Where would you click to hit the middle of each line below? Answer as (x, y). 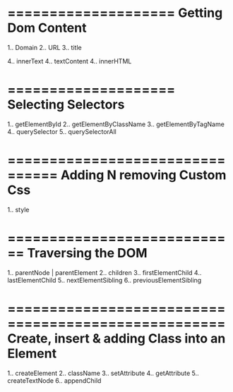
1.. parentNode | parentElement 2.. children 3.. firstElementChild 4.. (104, 272)
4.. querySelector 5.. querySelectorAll (62, 131)
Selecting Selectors (66, 105)
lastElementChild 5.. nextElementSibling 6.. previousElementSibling (104, 280)
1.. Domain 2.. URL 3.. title (45, 47)
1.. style (18, 209)
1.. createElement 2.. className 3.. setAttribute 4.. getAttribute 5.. (103, 373)
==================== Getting (115, 13)
